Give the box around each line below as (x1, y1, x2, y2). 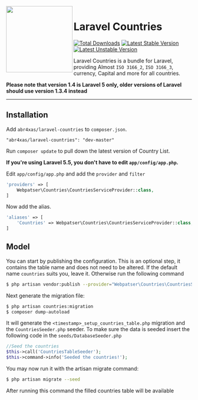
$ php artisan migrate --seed (6, 376, 81, 382)
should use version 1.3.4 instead (6, 87, 87, 94)
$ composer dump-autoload (6, 309, 70, 315)
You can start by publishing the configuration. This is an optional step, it (6, 257, 181, 265)
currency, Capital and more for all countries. (73, 70, 181, 77)
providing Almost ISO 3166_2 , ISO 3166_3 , (73, 63, 174, 70)
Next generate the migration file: (6, 292, 85, 299)
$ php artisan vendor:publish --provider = (6, 281, 112, 287)
